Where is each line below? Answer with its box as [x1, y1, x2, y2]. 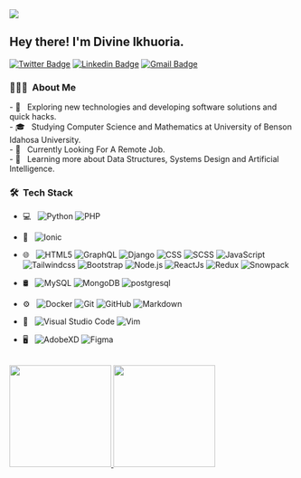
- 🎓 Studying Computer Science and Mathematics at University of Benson [9, 121, 292, 132]
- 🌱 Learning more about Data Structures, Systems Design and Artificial [9, 154, 280, 165]
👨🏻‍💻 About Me [9, 81, 77, 93]
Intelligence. [9, 163, 56, 175]
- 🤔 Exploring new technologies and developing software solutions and [9, 101, 277, 112]
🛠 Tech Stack [9, 186, 74, 199]
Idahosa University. [9, 135, 81, 146]
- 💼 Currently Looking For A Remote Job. [9, 144, 165, 155]
